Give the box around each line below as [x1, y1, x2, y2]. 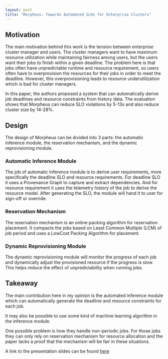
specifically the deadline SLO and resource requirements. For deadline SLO [5, 174, 160, 180]
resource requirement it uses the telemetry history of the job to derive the [5, 185, 157, 191]
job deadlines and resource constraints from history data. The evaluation [5, 96, 155, 102]
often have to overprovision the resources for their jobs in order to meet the [5, 71, 161, 77]
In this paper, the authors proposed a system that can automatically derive [5, 91, 159, 97]
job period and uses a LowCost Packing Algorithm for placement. [5, 230, 140, 236]
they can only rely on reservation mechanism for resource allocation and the [5, 333, 163, 339]
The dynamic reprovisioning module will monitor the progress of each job [5, 254, 157, 260]
